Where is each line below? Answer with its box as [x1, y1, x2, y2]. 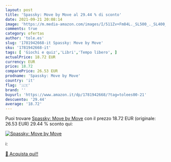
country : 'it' [5, 78, 36, 83]
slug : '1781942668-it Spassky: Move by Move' [5, 40, 103, 46]
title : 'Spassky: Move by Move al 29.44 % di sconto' [5, 12, 122, 17]
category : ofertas [5, 31, 44, 36]
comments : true [5, 26, 38, 31]
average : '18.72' [5, 102, 42, 107]
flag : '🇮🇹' [5, 83, 31, 88]
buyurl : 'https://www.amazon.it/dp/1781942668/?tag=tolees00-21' [5, 92, 147, 97]
